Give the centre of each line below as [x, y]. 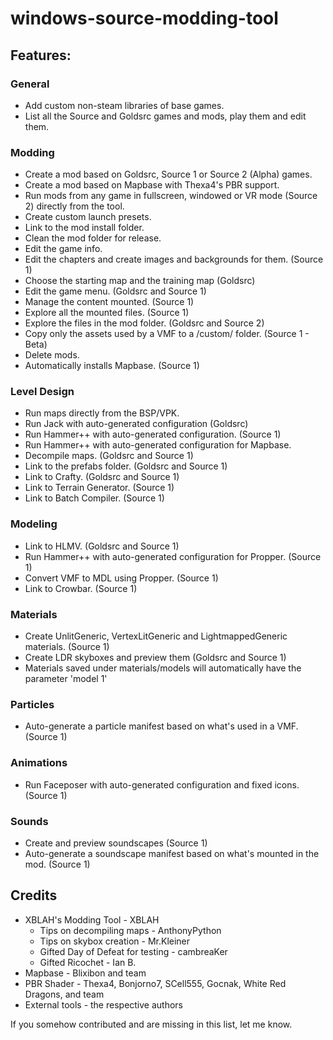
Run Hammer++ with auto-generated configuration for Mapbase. [158, 445]
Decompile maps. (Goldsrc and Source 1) [109, 456]
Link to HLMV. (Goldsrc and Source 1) [102, 546]
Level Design [42, 392]
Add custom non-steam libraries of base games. [124, 105]
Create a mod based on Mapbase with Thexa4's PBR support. [152, 185]
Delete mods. [52, 355]
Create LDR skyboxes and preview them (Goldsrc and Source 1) [155, 658]
